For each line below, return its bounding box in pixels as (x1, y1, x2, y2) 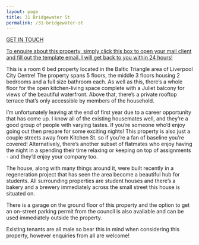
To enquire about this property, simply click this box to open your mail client (6, 48, 192, 55)
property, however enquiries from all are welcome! (6, 232, 129, 239)
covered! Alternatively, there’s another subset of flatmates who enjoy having (6, 141, 192, 148)
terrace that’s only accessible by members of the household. (6, 97, 154, 104)
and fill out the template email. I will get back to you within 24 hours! (6, 54, 173, 61)
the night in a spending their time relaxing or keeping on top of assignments (6, 147, 191, 154)
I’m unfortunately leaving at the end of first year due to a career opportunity (6, 108, 192, 116)
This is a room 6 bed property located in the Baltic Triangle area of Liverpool (6, 66, 193, 73)
